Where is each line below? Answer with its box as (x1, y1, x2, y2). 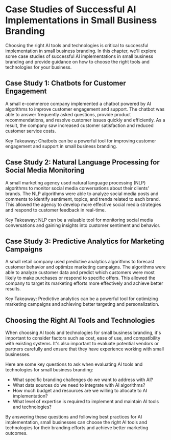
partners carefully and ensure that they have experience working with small (5, 346, 164, 352)
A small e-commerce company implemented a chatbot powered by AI (5, 100, 152, 107)
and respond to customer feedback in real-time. (5, 206, 106, 213)
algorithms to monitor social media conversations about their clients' (5, 185, 150, 191)
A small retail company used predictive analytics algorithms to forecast (5, 259, 155, 265)
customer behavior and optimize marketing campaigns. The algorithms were (5, 264, 166, 270)
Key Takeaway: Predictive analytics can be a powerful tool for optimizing (5, 296, 158, 302)
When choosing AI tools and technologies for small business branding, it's (5, 329, 161, 336)
